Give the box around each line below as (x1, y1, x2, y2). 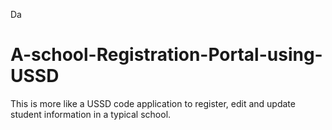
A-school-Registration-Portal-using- (10, 44, 323, 66)
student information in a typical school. (10, 108, 172, 120)
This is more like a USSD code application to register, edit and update (10, 97, 296, 109)
